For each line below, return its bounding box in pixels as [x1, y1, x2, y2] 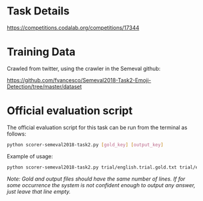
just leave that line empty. [7, 188, 71, 195]
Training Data [7, 45, 76, 59]
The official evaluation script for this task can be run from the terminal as [7, 124, 187, 131]
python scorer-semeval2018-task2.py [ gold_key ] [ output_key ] [7, 142, 164, 148]
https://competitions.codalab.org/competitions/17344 [7, 24, 140, 31]
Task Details [7, 4, 70, 18]
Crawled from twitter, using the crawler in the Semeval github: [7, 65, 161, 72]
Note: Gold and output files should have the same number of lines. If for [7, 175, 186, 182]
